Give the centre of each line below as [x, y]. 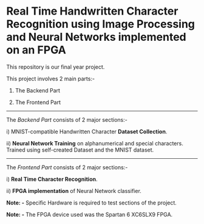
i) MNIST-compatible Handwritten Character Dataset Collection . [87, 131]
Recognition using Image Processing [101, 24]
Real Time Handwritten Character [92, 11]
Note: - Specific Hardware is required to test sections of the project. [92, 203]
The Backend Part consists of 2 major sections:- [67, 119]
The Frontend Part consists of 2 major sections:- [67, 167]
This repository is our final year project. [56, 67]
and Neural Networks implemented [96, 37]
